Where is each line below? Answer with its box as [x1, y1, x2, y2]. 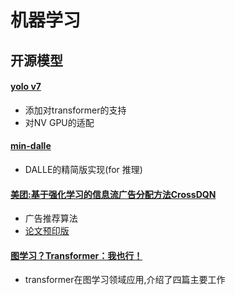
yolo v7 [10, 81, 42, 93]
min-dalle [10, 140, 52, 152]
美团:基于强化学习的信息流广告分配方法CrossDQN [10, 188, 217, 200]
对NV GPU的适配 [24, 116, 95, 128]
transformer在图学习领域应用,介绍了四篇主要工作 [24, 274, 226, 286]
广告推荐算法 [24, 212, 78, 225]
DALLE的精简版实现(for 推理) [24, 163, 143, 175]
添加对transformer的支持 [24, 104, 127, 116]
